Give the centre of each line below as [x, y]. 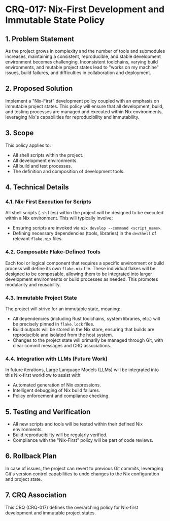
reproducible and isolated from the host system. [63, 335]
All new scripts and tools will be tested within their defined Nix [78, 424]
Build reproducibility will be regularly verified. [60, 435]
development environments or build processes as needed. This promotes [82, 279]
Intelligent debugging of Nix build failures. [56, 390]
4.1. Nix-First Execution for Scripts [48, 202]
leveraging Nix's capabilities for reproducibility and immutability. [72, 117]
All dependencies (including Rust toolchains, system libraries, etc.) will [86, 318]
